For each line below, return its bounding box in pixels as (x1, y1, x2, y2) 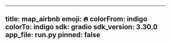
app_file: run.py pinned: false (5, 31, 101, 39)
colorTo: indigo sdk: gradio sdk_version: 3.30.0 (5, 23, 158, 31)
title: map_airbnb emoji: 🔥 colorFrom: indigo (5, 15, 148, 23)
